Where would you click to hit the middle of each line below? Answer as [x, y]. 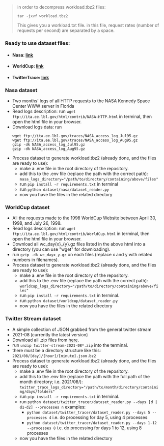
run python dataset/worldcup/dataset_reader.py [68, 301]
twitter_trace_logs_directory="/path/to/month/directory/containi [89, 387]
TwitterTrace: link [30, 77]
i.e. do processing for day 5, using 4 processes [100, 417]
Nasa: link [23, 55]
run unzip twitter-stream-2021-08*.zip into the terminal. [70, 345]
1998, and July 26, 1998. [37, 223]
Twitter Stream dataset [33, 319]
